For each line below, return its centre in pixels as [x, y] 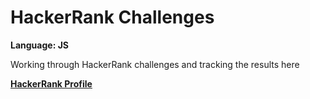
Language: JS [39, 45]
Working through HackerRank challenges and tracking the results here [155, 64]
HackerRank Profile [51, 83]
